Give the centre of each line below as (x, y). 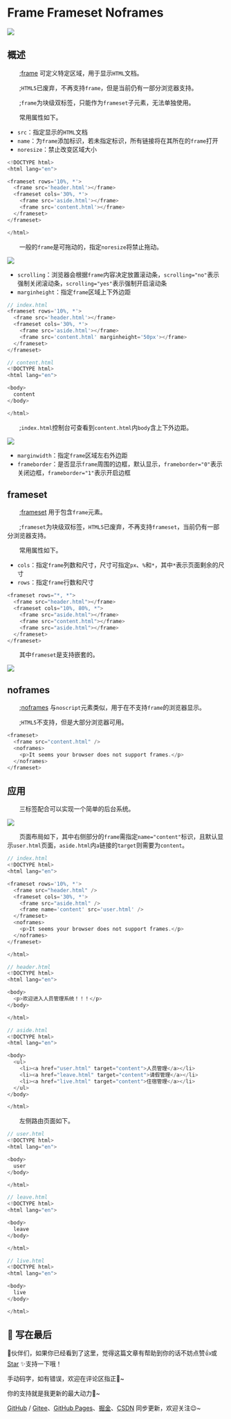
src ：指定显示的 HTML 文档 (52, 132)
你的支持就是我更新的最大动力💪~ (54, 1393)
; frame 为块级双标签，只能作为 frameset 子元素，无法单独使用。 (107, 103)
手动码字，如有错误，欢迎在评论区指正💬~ (66, 1378)
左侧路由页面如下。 (47, 1121)
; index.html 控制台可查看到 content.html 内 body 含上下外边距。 (106, 427)
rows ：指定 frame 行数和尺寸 (56, 582)
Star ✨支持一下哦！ (35, 1364)
